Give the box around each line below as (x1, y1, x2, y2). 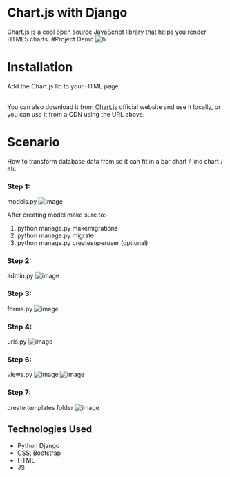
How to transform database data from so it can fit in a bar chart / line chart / (7, 157, 223, 165)
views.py (7, 371, 33, 379)
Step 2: (7, 256, 32, 266)
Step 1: (7, 182, 30, 191)
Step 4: (7, 322, 32, 331)
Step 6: (7, 354, 32, 364)
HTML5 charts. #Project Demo (7, 35, 94, 43)
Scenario (7, 135, 60, 150)
